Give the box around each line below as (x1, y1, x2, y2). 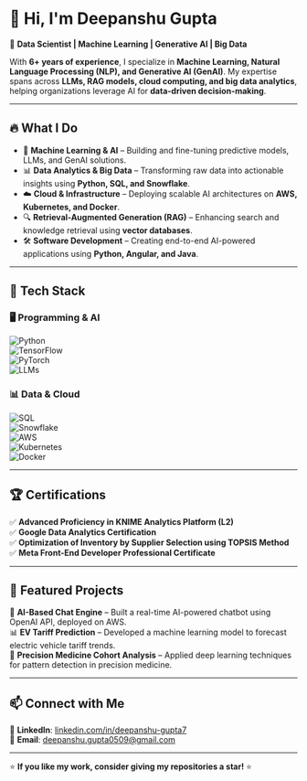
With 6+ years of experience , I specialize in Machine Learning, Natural (9, 56, 281, 67)
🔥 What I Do (9, 121, 79, 136)
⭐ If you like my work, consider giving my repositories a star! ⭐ (9, 761, 253, 772)
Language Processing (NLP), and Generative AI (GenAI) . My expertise (9, 66, 277, 77)
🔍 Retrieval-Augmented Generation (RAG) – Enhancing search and (22, 211, 280, 222)
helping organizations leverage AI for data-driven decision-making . (9, 85, 267, 96)
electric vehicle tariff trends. (9, 640, 116, 651)
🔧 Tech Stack (9, 284, 86, 299)
